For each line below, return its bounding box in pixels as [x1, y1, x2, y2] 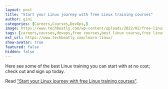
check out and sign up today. [5, 68, 65, 74]
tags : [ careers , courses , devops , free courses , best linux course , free [5, 30, 151, 35]
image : [5, 26, 19, 31]
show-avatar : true [5, 40, 43, 45]
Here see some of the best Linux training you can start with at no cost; [5, 63, 150, 69]
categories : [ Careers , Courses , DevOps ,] [5, 21, 88, 26]
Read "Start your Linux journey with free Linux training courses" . [5, 78, 138, 84]
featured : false [5, 44, 39, 49]
